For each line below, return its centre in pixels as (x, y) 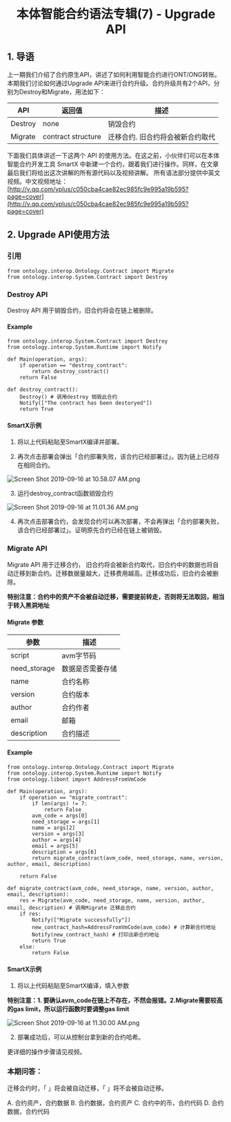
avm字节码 (79, 655)
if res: (30, 914)
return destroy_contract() (71, 372)
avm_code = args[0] (60, 816)
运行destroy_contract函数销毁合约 (65, 494)
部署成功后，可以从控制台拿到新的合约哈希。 (81, 1037)
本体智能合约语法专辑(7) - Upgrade (116, 14)
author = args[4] (57, 840)
